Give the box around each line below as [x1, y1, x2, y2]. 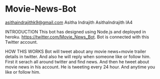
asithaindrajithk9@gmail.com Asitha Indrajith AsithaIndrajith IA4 [5, 19, 133, 25]
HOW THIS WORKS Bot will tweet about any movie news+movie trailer [5, 48, 146, 54]
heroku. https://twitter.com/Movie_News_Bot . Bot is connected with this [5, 34, 149, 40]
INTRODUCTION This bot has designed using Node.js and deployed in [5, 29, 146, 34]
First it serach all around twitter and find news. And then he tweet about [5, 59, 150, 64]
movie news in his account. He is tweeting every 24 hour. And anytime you [5, 64, 155, 70]
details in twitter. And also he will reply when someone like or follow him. [5, 53, 151, 59]
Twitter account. [5, 39, 38, 45]
